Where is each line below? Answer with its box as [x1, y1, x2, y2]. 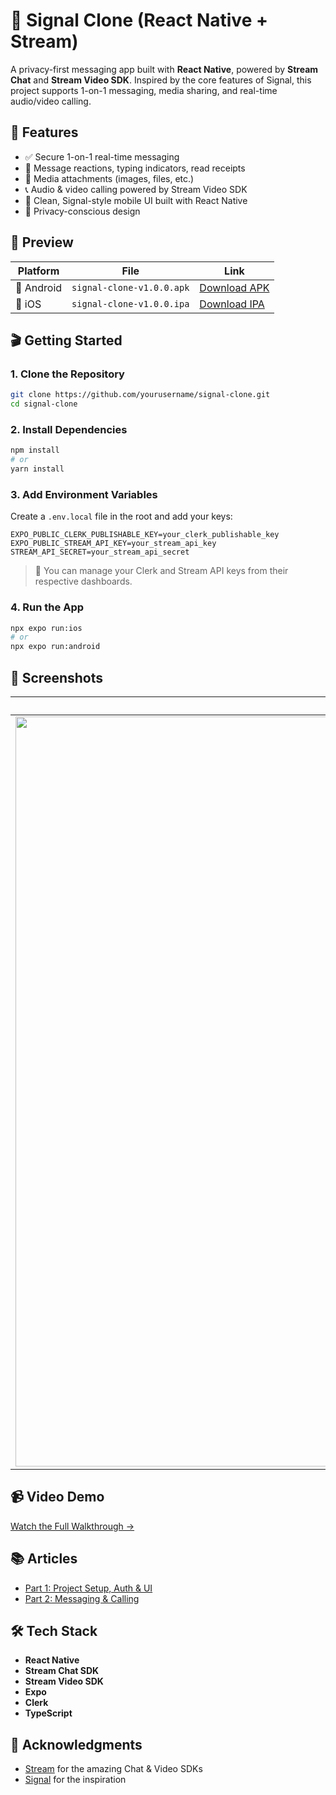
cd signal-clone [10, 399, 78, 409]
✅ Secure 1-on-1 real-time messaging [24, 150, 180, 163]
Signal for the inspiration [24, 1774, 127, 1786]
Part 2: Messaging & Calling [24, 1592, 140, 1604]
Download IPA [199, 297, 265, 311]
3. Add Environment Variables [10, 487, 158, 501]
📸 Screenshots [10, 669, 104, 686]
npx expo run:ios [10, 623, 83, 633]
